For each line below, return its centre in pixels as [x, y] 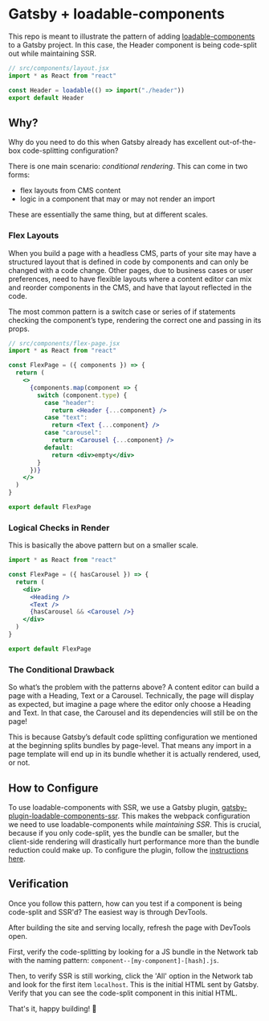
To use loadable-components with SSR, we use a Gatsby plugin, [114, 807]
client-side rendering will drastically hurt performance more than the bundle [134, 841]
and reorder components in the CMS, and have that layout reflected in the [130, 287]
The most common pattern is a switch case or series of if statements [122, 312]
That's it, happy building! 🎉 [53, 1008]
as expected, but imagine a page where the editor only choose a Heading [130, 705]
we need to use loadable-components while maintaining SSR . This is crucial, [135, 824]
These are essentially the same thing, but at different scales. [108, 215]
